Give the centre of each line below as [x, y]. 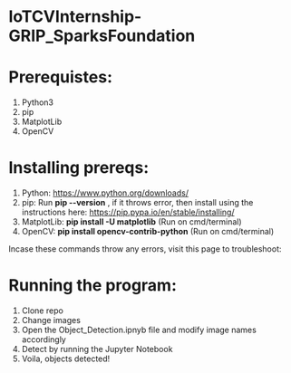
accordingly [44, 340]
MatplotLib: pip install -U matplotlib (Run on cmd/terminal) [131, 222]
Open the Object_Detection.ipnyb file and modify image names [139, 330]
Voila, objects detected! [66, 359]
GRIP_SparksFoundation [102, 36]
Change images [51, 320]
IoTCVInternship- [75, 17]
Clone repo [43, 311]
